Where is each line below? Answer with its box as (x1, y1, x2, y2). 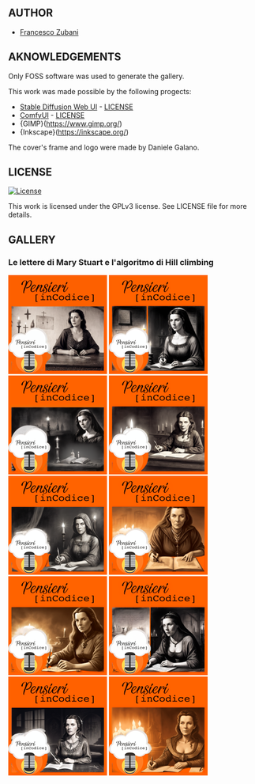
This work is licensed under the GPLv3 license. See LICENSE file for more (8, 202, 247, 211)
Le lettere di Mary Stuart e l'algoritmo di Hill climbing (8, 256, 215, 267)
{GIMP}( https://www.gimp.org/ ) (19, 119, 122, 128)
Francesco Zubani (19, 27, 79, 36)
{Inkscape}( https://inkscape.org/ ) (19, 127, 129, 137)
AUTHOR (8, 6, 54, 20)
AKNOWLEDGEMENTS (8, 51, 122, 64)
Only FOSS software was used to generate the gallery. (8, 71, 185, 81)
